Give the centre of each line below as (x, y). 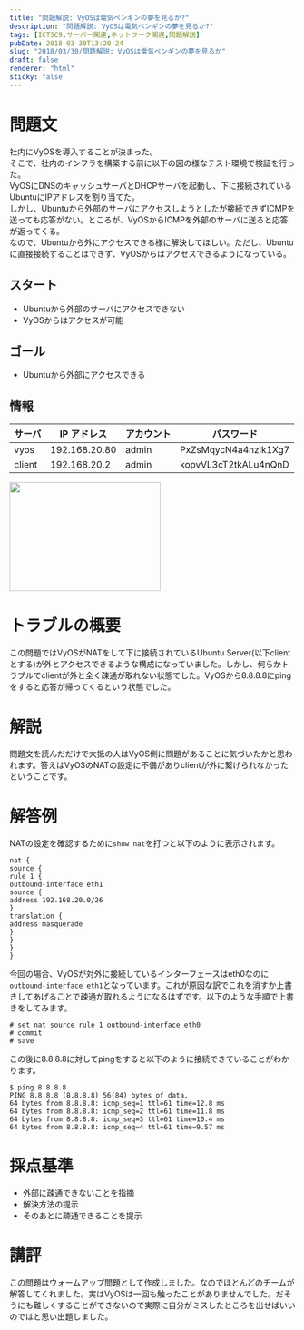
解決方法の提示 (50, 1204)
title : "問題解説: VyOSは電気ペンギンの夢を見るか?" (99, 18)
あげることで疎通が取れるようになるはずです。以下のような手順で (156, 996)
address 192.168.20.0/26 (56, 900)
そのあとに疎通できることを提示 (82, 1215)
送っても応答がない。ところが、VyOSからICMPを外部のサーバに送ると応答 (149, 220)
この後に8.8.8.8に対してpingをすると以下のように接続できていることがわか (150, 1059)
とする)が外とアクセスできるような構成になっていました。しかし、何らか (146, 665)
